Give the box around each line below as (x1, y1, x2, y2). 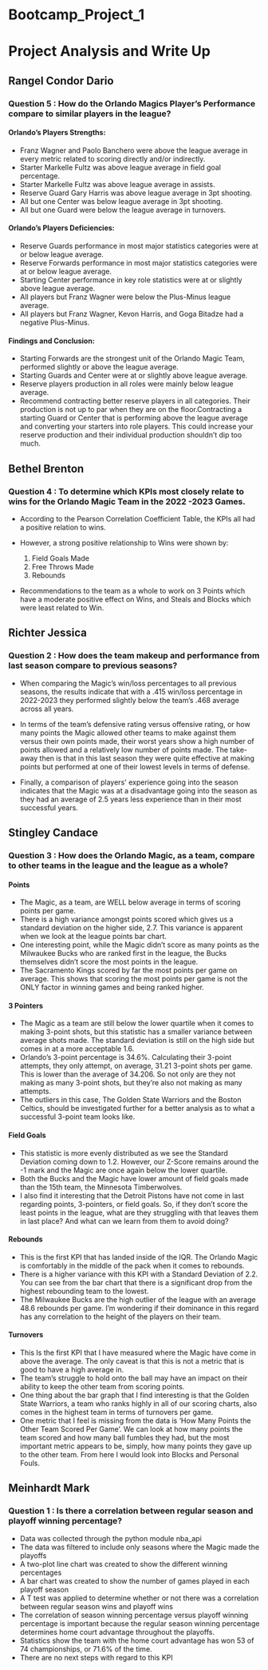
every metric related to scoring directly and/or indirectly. (19, 154, 206, 163)
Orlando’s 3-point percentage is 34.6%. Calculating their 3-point (19, 1053, 232, 1062)
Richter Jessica (8, 626, 88, 640)
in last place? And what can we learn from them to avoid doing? (19, 1216, 229, 1225)
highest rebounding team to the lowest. (19, 1286, 149, 1296)
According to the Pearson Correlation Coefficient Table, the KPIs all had (19, 513, 255, 523)
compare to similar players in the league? (8, 108, 171, 119)
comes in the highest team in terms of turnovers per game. (19, 1408, 214, 1416)
